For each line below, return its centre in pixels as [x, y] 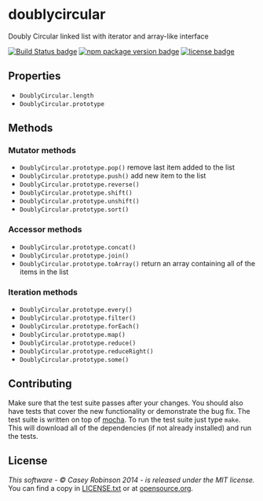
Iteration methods [43, 292]
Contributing [40, 384]
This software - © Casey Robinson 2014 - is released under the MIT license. [131, 480]
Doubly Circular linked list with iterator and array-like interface [109, 36]
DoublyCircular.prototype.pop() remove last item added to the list [127, 167]
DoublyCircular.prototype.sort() [74, 210]
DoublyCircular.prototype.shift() [76, 193]
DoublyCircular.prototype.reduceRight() [86, 352]
